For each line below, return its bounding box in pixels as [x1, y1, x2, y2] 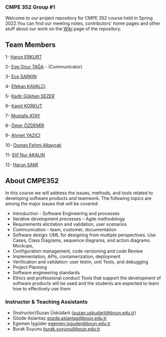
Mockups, [12, 242, 34, 248]
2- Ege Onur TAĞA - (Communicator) [5, 64, 82, 70]
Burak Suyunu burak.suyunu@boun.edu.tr [12, 326, 100, 332]
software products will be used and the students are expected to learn [12, 280, 159, 286]
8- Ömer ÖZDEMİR [5, 122, 45, 129]
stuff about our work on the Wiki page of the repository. [5, 26, 121, 32]
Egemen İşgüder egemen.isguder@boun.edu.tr [12, 320, 111, 327]
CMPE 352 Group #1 [5, 4, 56, 11]
